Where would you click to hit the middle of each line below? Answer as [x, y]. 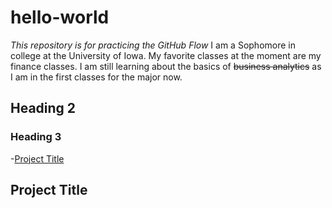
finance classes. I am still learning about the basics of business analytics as [166, 66]
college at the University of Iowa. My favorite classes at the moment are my [166, 55]
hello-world [60, 17]
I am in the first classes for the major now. [96, 77]
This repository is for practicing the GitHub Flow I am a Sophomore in [153, 45]
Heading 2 [43, 108]
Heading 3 [36, 137]
